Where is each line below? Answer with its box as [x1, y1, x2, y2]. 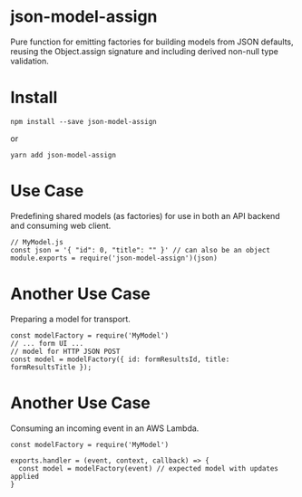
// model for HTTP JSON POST [10, 347, 121, 356]
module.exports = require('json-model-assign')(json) [10, 253, 219, 263]
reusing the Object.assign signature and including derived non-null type [10, 45, 279, 56]
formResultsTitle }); [10, 362, 93, 372]
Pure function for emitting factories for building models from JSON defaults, [10, 36, 294, 47]
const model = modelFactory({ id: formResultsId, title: [10, 355, 230, 364]
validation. [10, 55, 49, 66]
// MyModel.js [10, 237, 64, 246]
